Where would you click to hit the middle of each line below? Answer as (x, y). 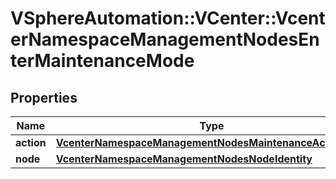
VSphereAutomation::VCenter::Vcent (168, 18)
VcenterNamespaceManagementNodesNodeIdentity (184, 159)
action (31, 142)
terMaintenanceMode (102, 61)
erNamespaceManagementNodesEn (165, 39)
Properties (44, 97)
